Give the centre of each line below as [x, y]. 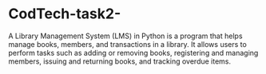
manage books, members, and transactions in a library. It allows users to [128, 44]
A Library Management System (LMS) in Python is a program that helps [125, 36]
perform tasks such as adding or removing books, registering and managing [133, 53]
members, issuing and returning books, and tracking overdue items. [120, 61]
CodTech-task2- [65, 14]
